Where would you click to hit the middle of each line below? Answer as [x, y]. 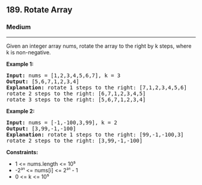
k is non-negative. [29, 52]
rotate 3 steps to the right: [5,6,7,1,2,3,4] [76, 99]
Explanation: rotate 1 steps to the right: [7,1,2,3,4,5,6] [97, 87]
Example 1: [20, 64]
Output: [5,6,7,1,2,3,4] [43, 81]
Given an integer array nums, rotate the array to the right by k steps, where [99, 46]
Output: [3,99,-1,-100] [41, 128]
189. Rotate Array [39, 10]
